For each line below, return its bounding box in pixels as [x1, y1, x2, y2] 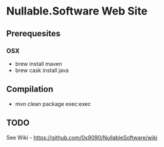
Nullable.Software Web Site [6, 4, 148, 18]
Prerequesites [6, 28, 61, 39]
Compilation [6, 84, 53, 94]
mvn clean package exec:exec [15, 100, 91, 107]
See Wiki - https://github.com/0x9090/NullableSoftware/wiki [6, 134, 158, 141]
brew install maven [15, 60, 62, 67]
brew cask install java [15, 67, 69, 74]
